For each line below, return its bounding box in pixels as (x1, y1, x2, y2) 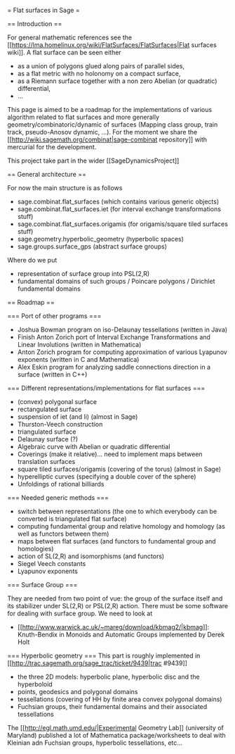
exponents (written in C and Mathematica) (17, 356, 140, 363)
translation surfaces (17, 458, 76, 465)
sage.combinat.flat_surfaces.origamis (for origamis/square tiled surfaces (17, 220, 228, 228)
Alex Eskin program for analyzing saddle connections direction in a (17, 363, 211, 371)
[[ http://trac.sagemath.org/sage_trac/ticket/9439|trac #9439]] (7, 659, 188, 667)
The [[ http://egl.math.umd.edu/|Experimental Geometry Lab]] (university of (7, 724, 224, 731)
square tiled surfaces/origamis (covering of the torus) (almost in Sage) (17, 465, 222, 473)
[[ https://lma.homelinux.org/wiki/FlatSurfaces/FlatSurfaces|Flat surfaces (7, 41, 217, 49)
